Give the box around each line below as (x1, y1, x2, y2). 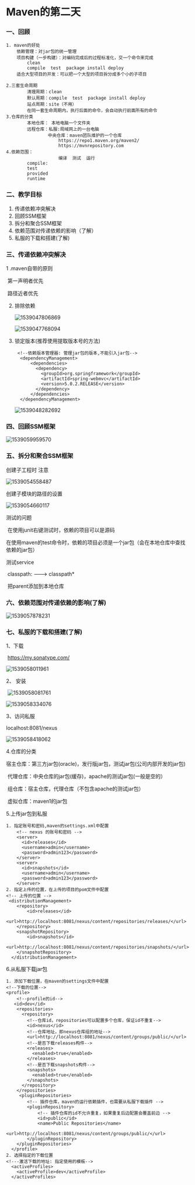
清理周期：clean (27, 89, 62, 95)
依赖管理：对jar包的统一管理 (16, 49, 77, 55)
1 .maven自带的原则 (6, 265, 53, 272)
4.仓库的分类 (6, 748, 37, 755)
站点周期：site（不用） (27, 101, 77, 107)
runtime (27, 176, 46, 182)
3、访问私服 (6, 713, 35, 720)
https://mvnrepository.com (58, 143, 124, 149)
